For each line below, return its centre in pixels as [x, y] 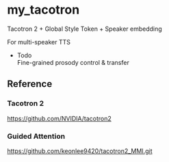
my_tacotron [43, 10]
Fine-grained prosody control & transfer [73, 62]
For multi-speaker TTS [39, 42]
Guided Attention [36, 136]
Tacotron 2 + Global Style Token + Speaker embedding [84, 29]
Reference [30, 84]
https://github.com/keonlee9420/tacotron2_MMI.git [80, 151]
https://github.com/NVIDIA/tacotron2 [59, 118]
